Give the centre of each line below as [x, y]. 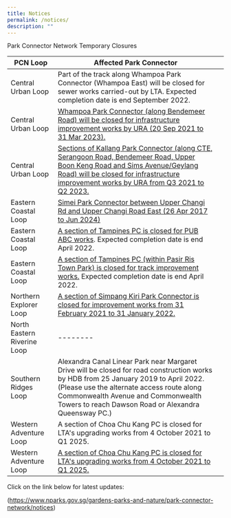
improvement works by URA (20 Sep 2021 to [131, 129]
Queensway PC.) [85, 413]
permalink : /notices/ [38, 20]
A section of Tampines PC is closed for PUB [128, 231]
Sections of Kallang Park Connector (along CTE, [135, 149]
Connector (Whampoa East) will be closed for [131, 83]
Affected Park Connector [136, 63]
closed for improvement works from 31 [121, 305]
